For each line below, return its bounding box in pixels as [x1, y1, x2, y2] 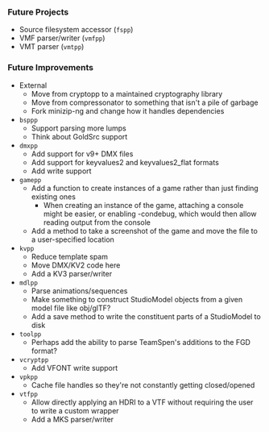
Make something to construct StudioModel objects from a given [31, 294, 243, 304]
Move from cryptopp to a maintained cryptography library [31, 89, 223, 98]
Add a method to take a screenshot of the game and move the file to [31, 226, 259, 235]
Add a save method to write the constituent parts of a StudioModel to [31, 311, 261, 321]
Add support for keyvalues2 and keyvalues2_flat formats [31, 157, 219, 167]
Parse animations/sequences [31, 285, 128, 296]
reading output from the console [43, 217, 151, 227]
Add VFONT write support [31, 363, 118, 372]
